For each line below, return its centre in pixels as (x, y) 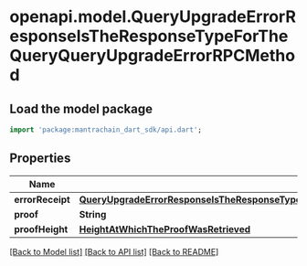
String (93, 214)
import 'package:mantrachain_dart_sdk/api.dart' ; (106, 130)
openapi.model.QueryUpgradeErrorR (153, 17)
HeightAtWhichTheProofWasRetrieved (165, 229)
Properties (40, 159)
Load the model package (81, 108)
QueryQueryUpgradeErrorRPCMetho (152, 56)
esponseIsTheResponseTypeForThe (149, 36)
